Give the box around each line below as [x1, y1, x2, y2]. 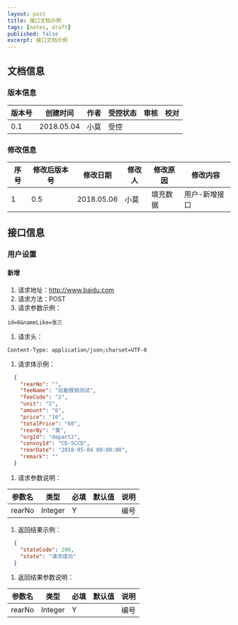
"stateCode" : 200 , [20, 546, 74, 553]
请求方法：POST [17, 294, 66, 303]
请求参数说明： [17, 473, 62, 482]
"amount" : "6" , [20, 407, 65, 414]
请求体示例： [17, 359, 55, 368]
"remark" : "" [20, 453, 59, 460]
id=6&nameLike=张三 [7, 319, 63, 326]
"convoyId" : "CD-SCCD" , [20, 440, 91, 447]
